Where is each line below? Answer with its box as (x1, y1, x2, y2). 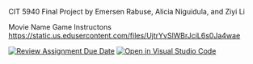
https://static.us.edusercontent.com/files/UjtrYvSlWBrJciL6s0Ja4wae (8, 31, 241, 40)
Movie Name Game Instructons (8, 22, 112, 31)
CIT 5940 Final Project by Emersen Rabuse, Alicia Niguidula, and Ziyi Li (8, 7, 245, 16)
